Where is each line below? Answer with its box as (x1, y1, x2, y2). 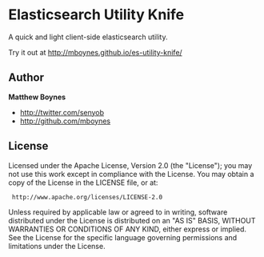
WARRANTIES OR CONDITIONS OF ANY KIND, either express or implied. (8, 224, 246, 234)
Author (8, 70, 44, 85)
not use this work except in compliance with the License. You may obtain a (8, 169, 254, 179)
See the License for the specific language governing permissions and (8, 232, 238, 242)
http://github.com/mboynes (19, 116, 110, 126)
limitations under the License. (8, 241, 106, 251)
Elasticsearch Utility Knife (8, 6, 185, 24)
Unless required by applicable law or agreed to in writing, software (8, 207, 228, 217)
